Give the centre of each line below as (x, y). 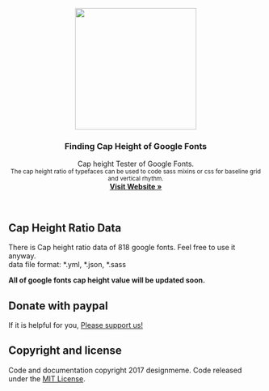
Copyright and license (65, 351)
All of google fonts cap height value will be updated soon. (107, 280)
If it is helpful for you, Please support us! (76, 325)
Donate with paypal (58, 306)
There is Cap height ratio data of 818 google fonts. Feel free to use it (122, 248)
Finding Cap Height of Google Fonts (136, 146)
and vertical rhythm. (136, 179)
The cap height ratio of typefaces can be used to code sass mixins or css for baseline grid (136, 172)
